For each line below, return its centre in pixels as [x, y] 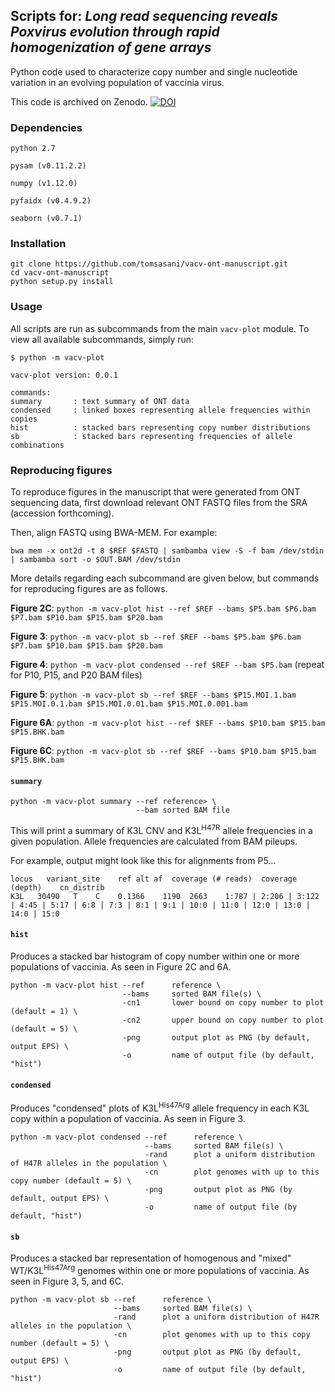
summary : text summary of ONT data [100, 401]
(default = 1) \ [44, 1012]
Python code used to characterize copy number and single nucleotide [154, 71]
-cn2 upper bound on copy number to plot [223, 1020]
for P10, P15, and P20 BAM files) [76, 675]
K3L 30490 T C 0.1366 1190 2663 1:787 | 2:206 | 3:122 [165, 896]
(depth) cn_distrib [57, 887]
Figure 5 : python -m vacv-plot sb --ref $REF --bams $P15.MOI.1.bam [153, 694]
